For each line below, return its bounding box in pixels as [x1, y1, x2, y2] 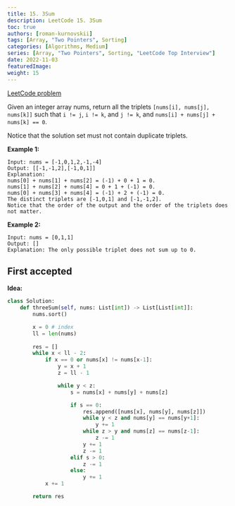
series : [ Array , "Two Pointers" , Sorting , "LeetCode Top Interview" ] [7, 50, 216, 57]
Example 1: [7, 145, 40, 153]
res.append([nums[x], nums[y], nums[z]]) [82, 408, 206, 415]
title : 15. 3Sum [7, 10, 55, 18]
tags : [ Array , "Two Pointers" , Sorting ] [7, 37, 128, 44]
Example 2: [7, 220, 41, 229]
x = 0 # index [32, 323, 74, 330]
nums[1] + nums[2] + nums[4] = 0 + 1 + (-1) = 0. [7, 183, 156, 191]
